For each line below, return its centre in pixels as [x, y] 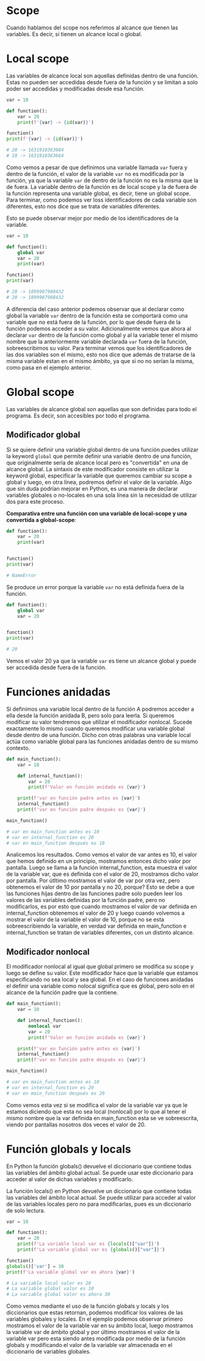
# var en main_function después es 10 [56, 843]
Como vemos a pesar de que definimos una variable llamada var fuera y [97, 167]
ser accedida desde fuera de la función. [56, 667]
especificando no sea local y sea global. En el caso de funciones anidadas [100, 980]
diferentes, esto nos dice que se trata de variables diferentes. [84, 206]
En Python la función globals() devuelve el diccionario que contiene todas [99, 1166]
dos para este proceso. [36, 501]
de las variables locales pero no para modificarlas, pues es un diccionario [99, 1204]
